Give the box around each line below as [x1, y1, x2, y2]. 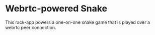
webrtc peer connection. [5, 24, 56, 30]
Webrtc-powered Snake [5, 3, 108, 14]
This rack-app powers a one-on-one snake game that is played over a [5, 19, 150, 25]
